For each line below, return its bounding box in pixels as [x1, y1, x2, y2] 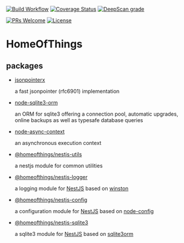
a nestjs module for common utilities [14, 162, 103, 169]
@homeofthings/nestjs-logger [14, 174, 88, 180]
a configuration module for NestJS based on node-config [14, 208, 154, 214]
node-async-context [14, 128, 65, 135]
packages [6, 60, 43, 70]
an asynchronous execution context [14, 140, 102, 146]
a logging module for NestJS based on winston [14, 185, 129, 192]
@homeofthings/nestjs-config [14, 197, 88, 203]
